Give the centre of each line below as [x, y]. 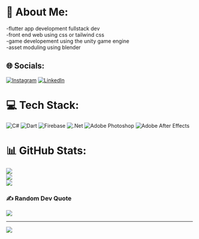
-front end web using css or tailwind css [55, 34]
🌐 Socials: [25, 66]
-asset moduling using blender [44, 47]
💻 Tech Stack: [43, 105]
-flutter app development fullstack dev [53, 28]
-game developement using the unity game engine [68, 41]
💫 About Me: [37, 12]
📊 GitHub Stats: [46, 151]
